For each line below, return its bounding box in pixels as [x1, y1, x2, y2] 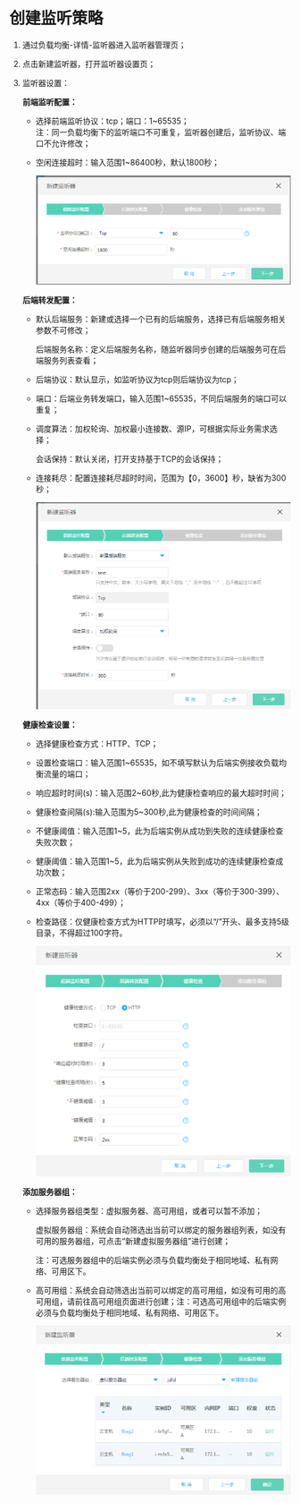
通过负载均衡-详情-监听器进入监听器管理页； [21, 39, 187, 50]
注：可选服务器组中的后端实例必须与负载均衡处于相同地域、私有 [35, 1255, 271, 1266]
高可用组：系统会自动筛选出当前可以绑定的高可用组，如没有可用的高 [35, 1285, 287, 1296]
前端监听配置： [21, 96, 78, 107]
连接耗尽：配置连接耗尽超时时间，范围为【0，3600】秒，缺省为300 [35, 473, 287, 483]
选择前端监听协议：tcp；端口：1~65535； [35, 115, 189, 126]
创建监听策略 [9, 8, 104, 29]
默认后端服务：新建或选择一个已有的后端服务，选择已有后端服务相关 [35, 314, 287, 325]
